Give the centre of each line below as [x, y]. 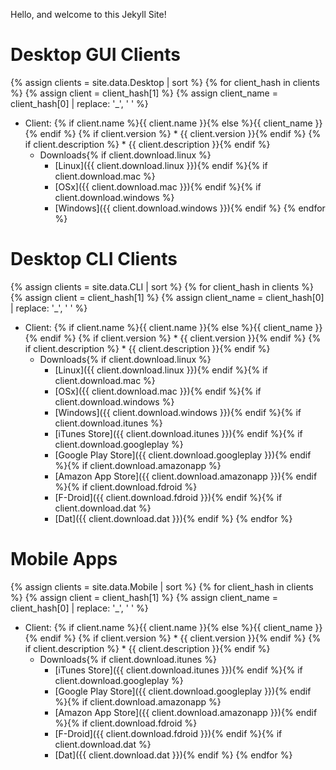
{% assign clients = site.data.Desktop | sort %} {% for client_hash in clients [165, 82]
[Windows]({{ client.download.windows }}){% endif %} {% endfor [190, 208]
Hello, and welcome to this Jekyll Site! [88, 14]
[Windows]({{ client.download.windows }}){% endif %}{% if [178, 412]
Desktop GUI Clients [95, 55]
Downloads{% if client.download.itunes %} [128, 659]
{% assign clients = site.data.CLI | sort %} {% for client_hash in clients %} [162, 286]
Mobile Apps [64, 559]
